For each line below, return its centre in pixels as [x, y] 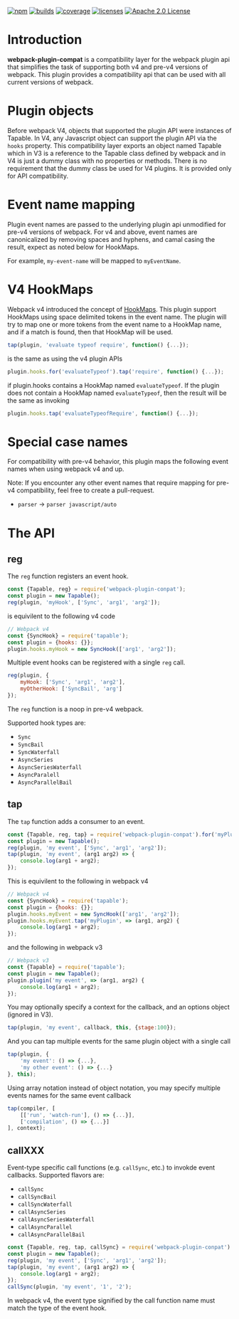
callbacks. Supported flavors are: [56, 1175]
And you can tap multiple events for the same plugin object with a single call [119, 1042]
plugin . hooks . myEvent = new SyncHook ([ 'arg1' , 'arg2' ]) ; [94, 914]
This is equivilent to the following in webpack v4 [78, 881]
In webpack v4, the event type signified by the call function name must [111, 1301]
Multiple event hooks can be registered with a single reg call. [96, 662]
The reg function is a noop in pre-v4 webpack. [76, 709]
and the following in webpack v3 [55, 948]
